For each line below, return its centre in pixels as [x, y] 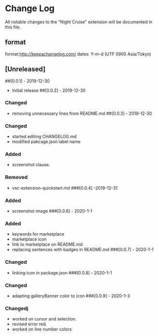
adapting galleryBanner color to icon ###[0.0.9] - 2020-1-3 [71, 296]
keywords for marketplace [38, 234]
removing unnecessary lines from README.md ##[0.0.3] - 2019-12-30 [82, 113]
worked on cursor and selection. [44, 319]
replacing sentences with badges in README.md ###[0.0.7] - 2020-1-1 [83, 250]
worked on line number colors [42, 329]
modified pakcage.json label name [46, 142]
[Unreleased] [25, 69]
